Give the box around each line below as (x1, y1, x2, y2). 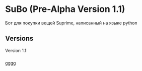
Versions (5, 34, 34, 43)
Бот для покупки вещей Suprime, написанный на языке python (5, 20, 138, 26)
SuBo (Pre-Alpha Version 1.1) (5, 3, 126, 15)
